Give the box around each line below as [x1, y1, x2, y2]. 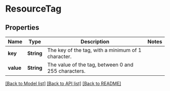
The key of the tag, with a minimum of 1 [47, 47, 142, 54]
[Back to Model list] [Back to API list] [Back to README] [5, 80, 121, 86]
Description [80, 38, 110, 45]
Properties [5, 23, 39, 32]
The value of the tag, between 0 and [47, 61, 134, 68]
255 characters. [47, 68, 86, 74]
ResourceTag [5, 3, 62, 15]
